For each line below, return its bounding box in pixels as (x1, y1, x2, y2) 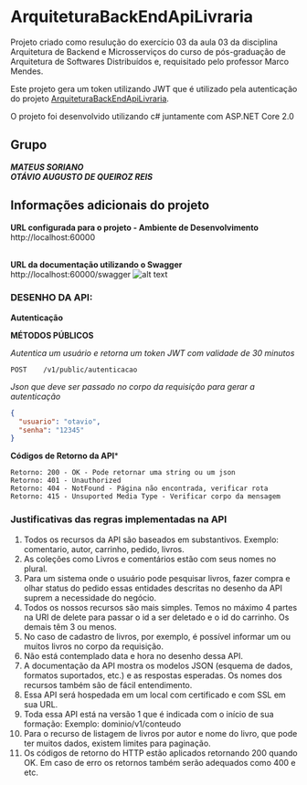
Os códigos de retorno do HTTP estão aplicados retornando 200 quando (23, 747, 298, 759)
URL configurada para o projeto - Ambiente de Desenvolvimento (10, 222, 259, 233)
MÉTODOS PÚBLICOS (10, 330, 94, 340)
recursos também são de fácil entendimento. (23, 679, 193, 690)
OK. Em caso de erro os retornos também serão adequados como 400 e (23, 757, 296, 768)
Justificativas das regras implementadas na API (10, 513, 228, 526)
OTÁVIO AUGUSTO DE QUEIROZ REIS (10, 171, 153, 182)
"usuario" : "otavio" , (18, 417, 101, 426)
